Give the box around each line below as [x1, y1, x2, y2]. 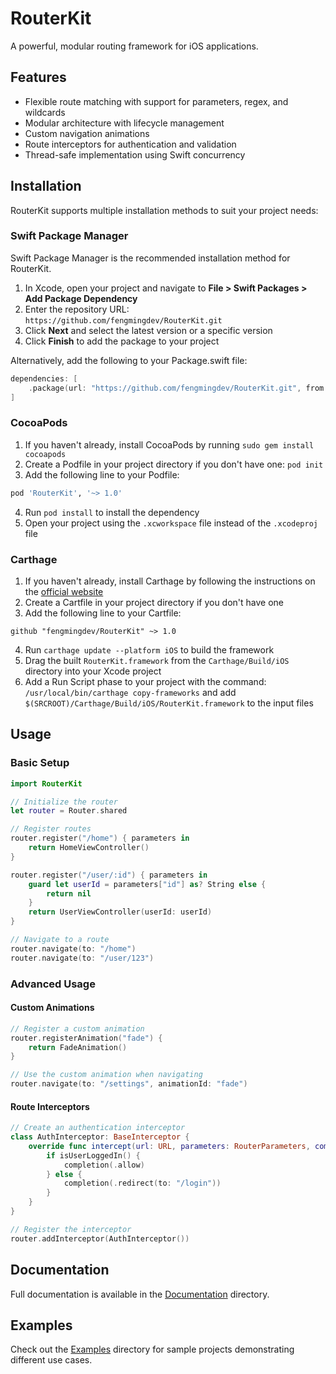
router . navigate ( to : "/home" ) [10, 943, 137, 954]
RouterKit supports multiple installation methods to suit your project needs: [10, 204, 319, 216]
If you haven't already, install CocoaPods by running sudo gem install [24, 438, 315, 451]
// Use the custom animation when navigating [10, 1070, 203, 1080]
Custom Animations [10, 1002, 95, 1014]
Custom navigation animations [24, 127, 150, 139]
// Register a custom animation [10, 1023, 145, 1034]
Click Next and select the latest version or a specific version [24, 324, 273, 336]
